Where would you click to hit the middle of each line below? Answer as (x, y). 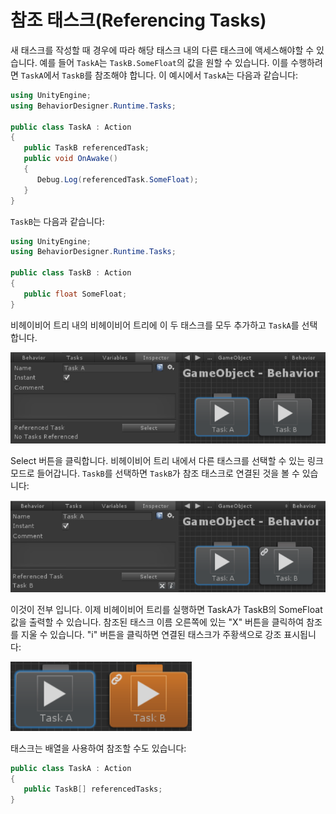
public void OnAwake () (70, 159)
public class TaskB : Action (71, 273)
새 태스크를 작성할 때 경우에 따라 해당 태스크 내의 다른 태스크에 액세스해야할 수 (162, 50)
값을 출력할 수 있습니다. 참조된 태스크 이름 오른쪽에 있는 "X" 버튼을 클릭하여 (157, 622)
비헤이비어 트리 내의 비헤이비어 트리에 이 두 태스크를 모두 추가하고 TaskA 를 (155, 325)
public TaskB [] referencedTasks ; (93, 789)
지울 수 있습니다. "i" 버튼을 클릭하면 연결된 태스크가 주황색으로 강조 (151, 634)
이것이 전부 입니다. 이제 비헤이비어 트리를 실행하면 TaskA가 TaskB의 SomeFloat (166, 609)
